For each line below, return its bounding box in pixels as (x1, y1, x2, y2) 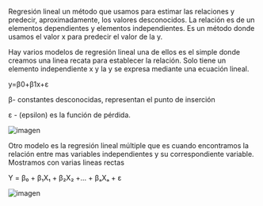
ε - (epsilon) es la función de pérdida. (8, 110, 131, 120)
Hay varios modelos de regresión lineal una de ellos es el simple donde (8, 48, 240, 56)
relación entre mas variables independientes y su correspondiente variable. (8, 150, 255, 158)
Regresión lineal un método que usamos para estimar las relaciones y (8, 7, 235, 16)
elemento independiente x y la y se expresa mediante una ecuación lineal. (8, 64, 250, 74)
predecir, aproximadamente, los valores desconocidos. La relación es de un (8, 15, 255, 25)
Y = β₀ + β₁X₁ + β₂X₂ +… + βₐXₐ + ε (8, 174, 122, 182)
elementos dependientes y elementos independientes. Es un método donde (8, 24, 255, 32)
